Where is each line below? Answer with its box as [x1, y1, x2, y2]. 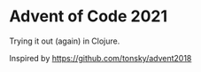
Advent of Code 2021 [9, 6, 168, 27]
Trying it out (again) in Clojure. [9, 36, 120, 46]
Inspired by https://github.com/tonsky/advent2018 [9, 52, 192, 63]
